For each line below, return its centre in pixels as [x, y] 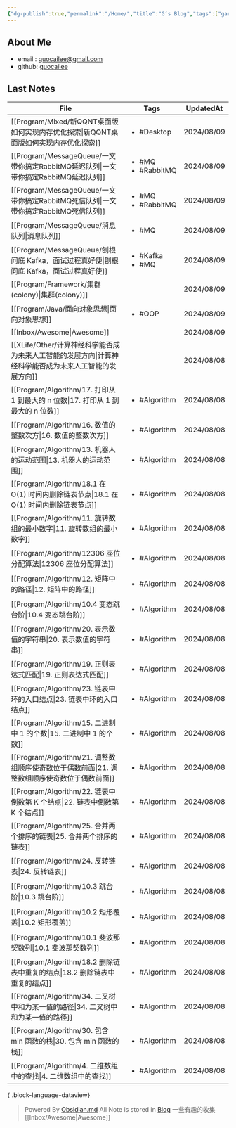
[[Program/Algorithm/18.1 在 [59, 484]
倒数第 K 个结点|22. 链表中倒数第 [65, 802]
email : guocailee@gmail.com [60, 59]
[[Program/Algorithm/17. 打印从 [63, 390]
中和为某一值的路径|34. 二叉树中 [64, 1007]
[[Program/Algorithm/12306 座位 [66, 553]
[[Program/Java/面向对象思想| [60, 309]
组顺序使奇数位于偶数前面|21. [60, 768]
